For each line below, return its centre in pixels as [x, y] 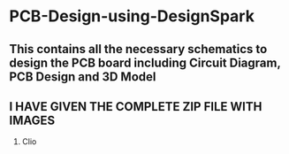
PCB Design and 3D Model [83, 77]
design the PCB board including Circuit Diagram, [145, 62]
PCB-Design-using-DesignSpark [132, 16]
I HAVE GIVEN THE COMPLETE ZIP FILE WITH [136, 107]
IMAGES [32, 120]
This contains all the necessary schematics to [138, 49]
